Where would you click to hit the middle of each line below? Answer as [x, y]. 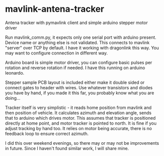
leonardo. [15, 73]
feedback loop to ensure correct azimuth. [47, 133]
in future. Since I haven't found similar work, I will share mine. [67, 148]
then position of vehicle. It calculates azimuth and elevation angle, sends [78, 113]
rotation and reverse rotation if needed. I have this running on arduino [75, 68]
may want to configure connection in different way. [57, 53]
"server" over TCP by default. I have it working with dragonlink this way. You [82, 48]
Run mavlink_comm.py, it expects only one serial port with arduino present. [81, 37]
